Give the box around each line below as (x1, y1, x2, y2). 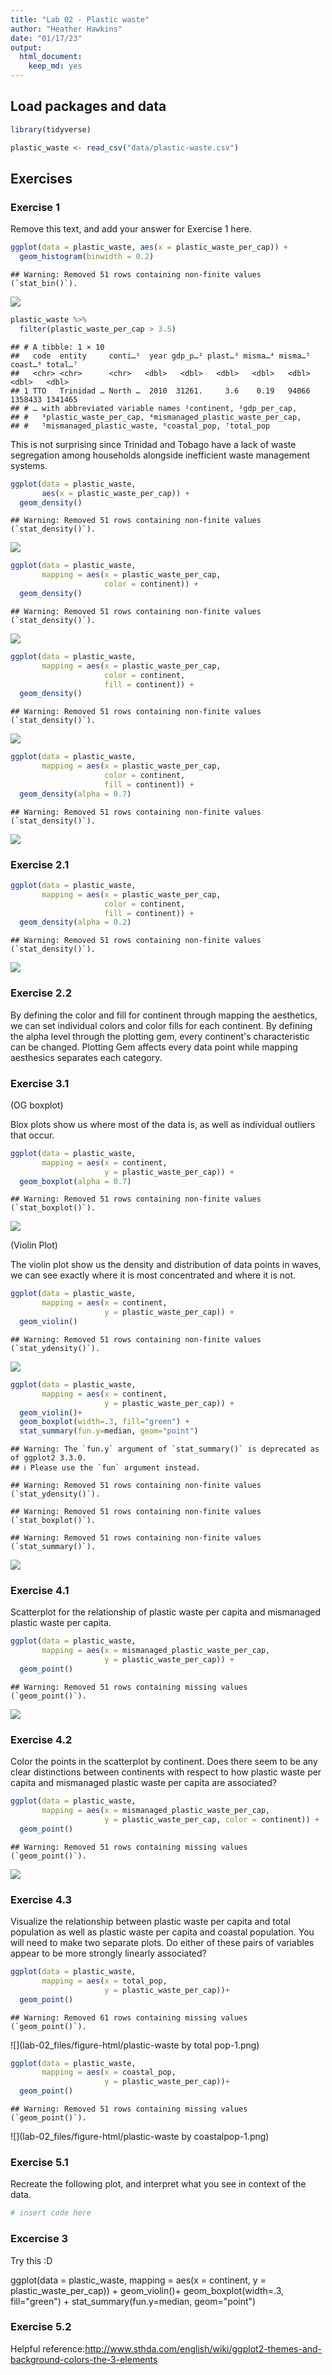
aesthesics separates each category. (10, 1051, 163, 1063)
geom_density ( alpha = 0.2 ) (19, 917, 132, 928)
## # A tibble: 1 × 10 (10, 342, 105, 352)
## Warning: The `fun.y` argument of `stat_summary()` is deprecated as (10, 1444, 320, 1455)
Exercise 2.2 (10, 986, 73, 1000)
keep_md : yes (28, 61, 83, 71)
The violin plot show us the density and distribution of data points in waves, (10, 1259, 322, 1271)
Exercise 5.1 (10, 2155, 69, 2169)
